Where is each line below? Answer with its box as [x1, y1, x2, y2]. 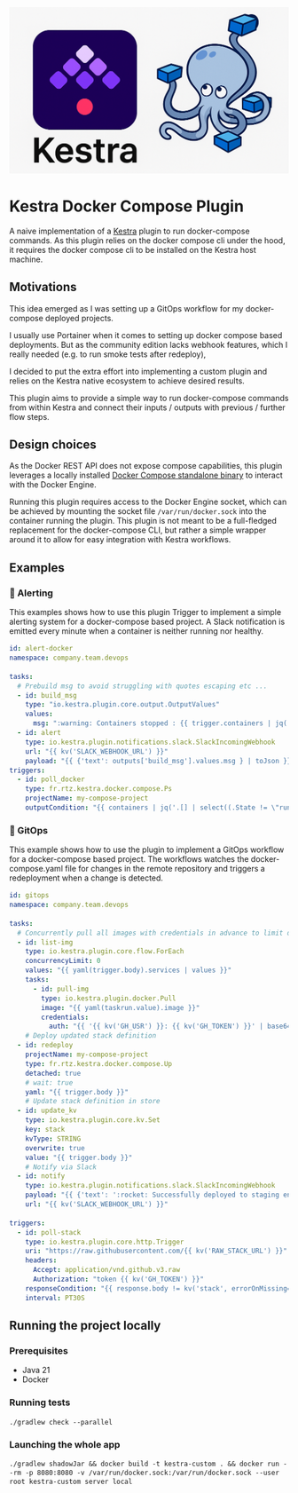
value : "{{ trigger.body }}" [25, 1153, 133, 1162]
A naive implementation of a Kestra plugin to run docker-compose [9, 225, 250, 236]
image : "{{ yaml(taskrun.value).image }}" [41, 1003, 200, 1012]
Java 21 [21, 1365, 51, 1376]
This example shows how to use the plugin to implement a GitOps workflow [9, 844, 285, 855]
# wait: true [25, 1078, 74, 1087]
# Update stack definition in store [25, 1097, 161, 1106]
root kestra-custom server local [9, 1477, 133, 1486]
